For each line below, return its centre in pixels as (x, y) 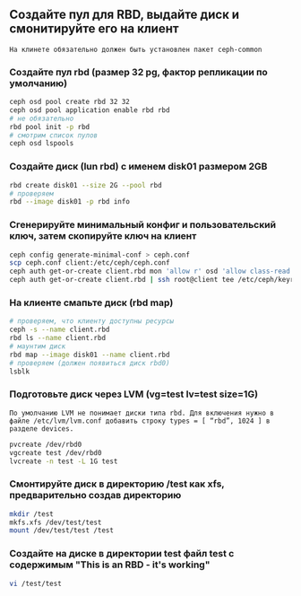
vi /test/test (36, 583)
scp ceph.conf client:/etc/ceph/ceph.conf (90, 263)
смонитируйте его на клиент (94, 29)
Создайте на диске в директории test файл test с (122, 554)
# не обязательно (42, 118)
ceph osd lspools (42, 144)
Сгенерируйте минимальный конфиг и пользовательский (142, 225)
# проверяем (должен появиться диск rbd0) (90, 363)
